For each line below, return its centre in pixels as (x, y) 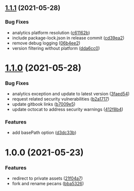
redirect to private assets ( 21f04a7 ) (47, 178)
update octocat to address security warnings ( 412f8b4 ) (67, 109)
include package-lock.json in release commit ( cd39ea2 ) (68, 38)
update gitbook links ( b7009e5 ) (44, 104)
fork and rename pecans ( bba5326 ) (48, 183)
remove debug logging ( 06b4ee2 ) (46, 43)
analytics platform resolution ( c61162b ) (51, 32)
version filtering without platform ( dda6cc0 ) (56, 48)
